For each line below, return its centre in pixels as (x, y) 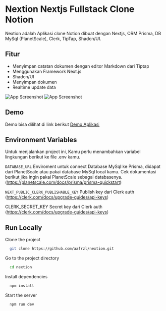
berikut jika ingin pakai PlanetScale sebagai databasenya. (64, 177)
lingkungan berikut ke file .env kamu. (43, 157)
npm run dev (22, 304)
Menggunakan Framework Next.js (47, 71)
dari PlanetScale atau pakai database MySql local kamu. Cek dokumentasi (81, 172)
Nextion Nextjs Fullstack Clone (70, 9)
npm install (22, 286)
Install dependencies (27, 276)
